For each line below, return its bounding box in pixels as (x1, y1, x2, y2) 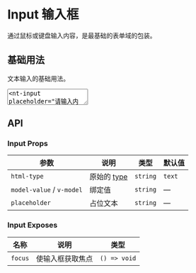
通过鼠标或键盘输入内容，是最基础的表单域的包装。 (7, 31, 156, 40)
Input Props (7, 139, 48, 149)
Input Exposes (7, 221, 58, 230)
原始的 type (89, 172, 128, 182)
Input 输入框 (7, 6, 79, 23)
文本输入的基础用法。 (7, 74, 69, 82)
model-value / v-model (11, 185, 83, 195)
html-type (11, 172, 44, 181)
